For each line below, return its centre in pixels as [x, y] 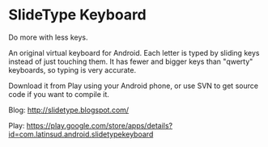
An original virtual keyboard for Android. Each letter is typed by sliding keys [134, 52]
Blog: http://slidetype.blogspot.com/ [69, 110]
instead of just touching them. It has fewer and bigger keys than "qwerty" [131, 61]
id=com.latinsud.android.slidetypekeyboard [81, 134]
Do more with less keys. [48, 37]
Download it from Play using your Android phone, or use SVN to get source [134, 86]
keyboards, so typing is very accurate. [72, 69]
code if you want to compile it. [59, 94]
